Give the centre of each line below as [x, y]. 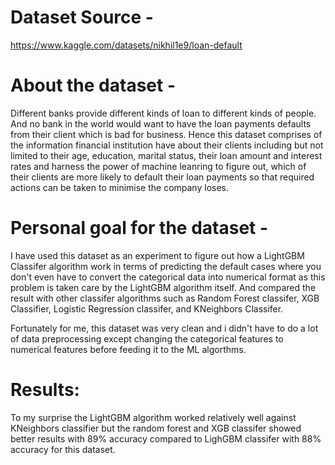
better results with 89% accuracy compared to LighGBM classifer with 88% [166, 438]
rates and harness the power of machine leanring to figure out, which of [158, 166]
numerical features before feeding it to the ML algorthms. [128, 349]
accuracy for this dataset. [63, 449]
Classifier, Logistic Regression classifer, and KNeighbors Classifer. [147, 308]
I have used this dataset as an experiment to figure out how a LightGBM [157, 255]
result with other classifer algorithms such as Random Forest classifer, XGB [165, 298]
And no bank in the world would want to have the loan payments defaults [161, 123]
